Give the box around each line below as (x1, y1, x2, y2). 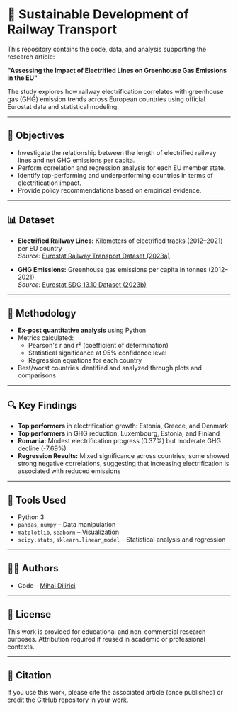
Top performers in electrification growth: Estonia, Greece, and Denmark (17, 421, 229, 431)
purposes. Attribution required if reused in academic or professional (7, 635, 205, 643)
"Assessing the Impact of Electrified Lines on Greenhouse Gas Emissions (7, 66, 227, 74)
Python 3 (17, 513, 45, 521)
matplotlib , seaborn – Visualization (17, 528, 119, 536)
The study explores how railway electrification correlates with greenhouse (7, 87, 224, 96)
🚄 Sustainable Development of (7, 6, 189, 23)
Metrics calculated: (17, 334, 74, 342)
